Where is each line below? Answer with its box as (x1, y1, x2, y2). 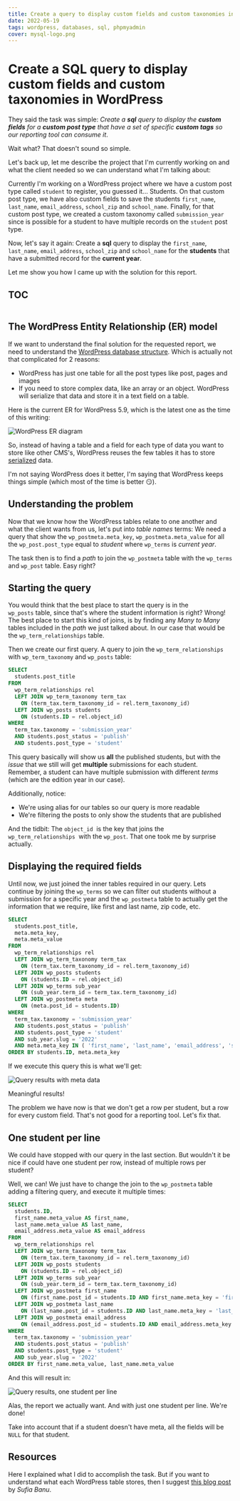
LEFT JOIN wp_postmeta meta (14, 996, 98, 1003)
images (18, 376, 41, 385)
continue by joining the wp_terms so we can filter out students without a (8, 887, 216, 896)
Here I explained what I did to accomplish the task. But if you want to (8, 1470, 209, 1478)
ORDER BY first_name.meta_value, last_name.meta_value (8, 1360, 174, 1367)
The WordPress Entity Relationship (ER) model (8, 321, 218, 333)
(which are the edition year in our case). (8, 775, 125, 783)
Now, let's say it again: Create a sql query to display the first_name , (8, 239, 207, 247)
